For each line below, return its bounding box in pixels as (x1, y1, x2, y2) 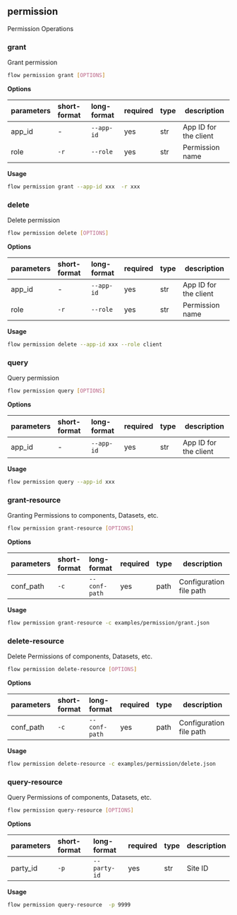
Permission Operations (7, 24, 74, 33)
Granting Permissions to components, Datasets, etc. (7, 511, 159, 520)
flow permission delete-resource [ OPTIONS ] (7, 666, 138, 673)
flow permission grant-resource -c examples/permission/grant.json (7, 619, 210, 626)
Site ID (186, 863, 209, 873)
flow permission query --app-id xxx (7, 479, 115, 486)
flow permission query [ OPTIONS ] (7, 387, 106, 395)
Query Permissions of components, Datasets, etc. (7, 793, 152, 802)
